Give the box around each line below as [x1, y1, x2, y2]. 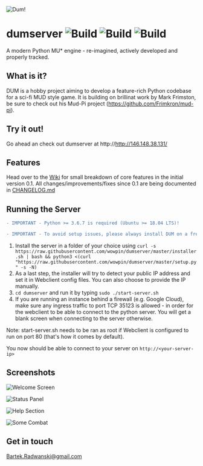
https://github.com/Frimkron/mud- [108, 100, 194, 107]
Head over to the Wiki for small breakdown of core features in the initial [6, 173, 184, 181]
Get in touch [6, 436, 53, 447]
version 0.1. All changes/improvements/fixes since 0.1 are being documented [6, 180, 196, 187]
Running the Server [6, 204, 81, 215]
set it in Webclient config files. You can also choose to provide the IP [14, 276, 186, 283]
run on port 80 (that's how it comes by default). [6, 333, 124, 340]
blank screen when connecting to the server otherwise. [14, 315, 153, 322]
